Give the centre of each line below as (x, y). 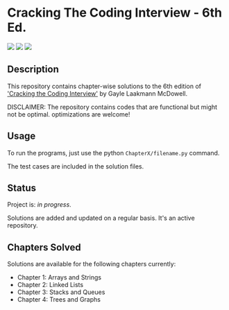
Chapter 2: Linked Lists (50, 285)
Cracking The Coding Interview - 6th (114, 13)
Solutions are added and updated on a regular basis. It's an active (101, 218)
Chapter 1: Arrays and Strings (59, 277)
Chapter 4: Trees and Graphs (59, 300)
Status (22, 188)
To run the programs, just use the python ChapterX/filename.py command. (113, 153)
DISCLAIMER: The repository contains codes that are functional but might (112, 107)
